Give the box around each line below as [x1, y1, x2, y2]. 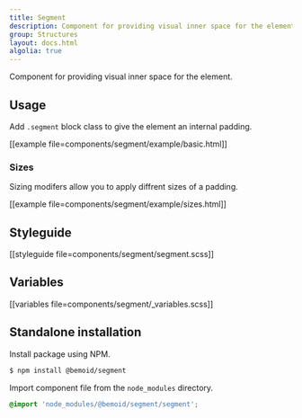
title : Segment [9, 13, 67, 22]
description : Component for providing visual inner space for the [9, 22, 263, 31]
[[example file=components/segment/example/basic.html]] [9, 138, 227, 149]
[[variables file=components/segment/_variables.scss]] [9, 298, 214, 309]
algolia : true [9, 47, 63, 56]
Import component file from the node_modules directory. [9, 382, 214, 393]
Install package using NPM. [9, 348, 111, 360]
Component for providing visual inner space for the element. [9, 71, 234, 82]
